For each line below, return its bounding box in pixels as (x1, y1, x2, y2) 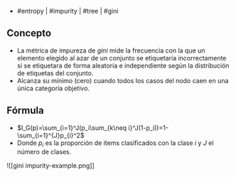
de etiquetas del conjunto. (16, 68, 94, 77)
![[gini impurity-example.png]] (6, 161, 95, 170)
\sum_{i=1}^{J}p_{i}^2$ (16, 131, 85, 139)
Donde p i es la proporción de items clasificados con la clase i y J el (16, 139, 214, 149)
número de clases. (16, 148, 72, 156)
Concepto (6, 27, 51, 39)
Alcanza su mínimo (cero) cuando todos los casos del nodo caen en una (16, 76, 229, 85)
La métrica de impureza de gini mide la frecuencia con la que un (16, 46, 205, 55)
